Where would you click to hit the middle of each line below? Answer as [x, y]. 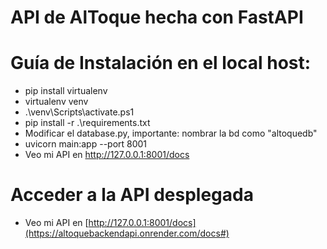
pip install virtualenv [66, 91]
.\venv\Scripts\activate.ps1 [79, 112]
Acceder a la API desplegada [132, 195]
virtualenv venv [56, 102]
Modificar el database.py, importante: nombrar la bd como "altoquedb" [171, 133]
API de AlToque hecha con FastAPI [157, 17]
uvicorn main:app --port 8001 [86, 144]
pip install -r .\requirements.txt [87, 123]
